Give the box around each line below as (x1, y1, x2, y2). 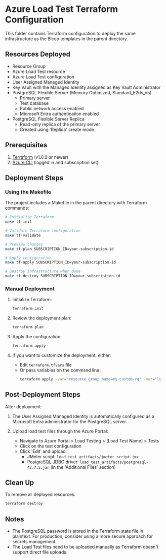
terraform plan (12, 325, 44, 330)
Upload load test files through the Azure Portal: (12, 428, 109, 434)
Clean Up (5, 479, 34, 487)
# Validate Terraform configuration (5, 228, 81, 233)
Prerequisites (5, 141, 47, 149)
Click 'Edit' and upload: (19, 448, 67, 454)
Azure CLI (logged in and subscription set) (12, 159, 99, 165)
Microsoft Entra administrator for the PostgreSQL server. (12, 418, 127, 425)
